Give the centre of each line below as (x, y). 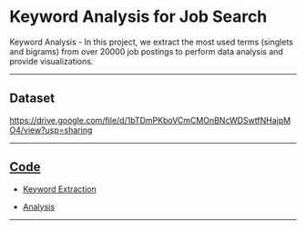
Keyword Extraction (60, 189)
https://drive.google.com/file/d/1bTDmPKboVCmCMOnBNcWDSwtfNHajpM (150, 120)
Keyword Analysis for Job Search (138, 17)
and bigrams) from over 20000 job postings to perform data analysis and (147, 51)
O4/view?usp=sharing (51, 130)
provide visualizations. (51, 61)
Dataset (32, 99)
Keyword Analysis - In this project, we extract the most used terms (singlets (151, 42)
